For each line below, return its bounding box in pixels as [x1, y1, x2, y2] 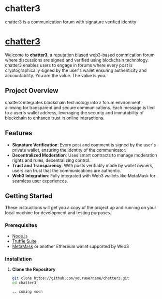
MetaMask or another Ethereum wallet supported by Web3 [12, 243, 129, 249]
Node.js [12, 233, 28, 239]
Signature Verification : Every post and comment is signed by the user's [12, 142, 156, 148]
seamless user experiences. [12, 178, 68, 184]
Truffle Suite [12, 238, 37, 244]
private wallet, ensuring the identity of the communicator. [12, 147, 127, 153]
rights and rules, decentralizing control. [12, 157, 91, 163]
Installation [5, 255, 32, 262]
